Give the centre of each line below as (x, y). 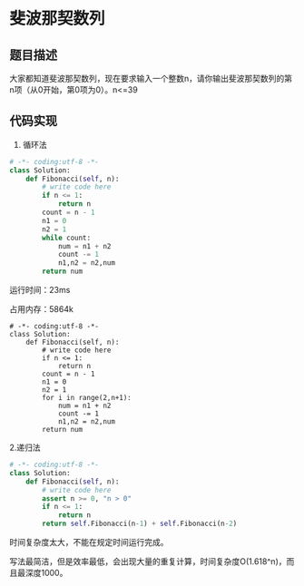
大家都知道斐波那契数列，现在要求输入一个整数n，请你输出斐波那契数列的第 (151, 78)
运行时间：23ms (40, 290)
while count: (67, 238)
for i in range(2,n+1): (87, 398)
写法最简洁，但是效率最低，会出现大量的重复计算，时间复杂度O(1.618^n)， (148, 562)
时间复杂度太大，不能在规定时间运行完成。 (89, 542)
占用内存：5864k (42, 309)
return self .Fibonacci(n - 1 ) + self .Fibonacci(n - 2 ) (140, 524)
